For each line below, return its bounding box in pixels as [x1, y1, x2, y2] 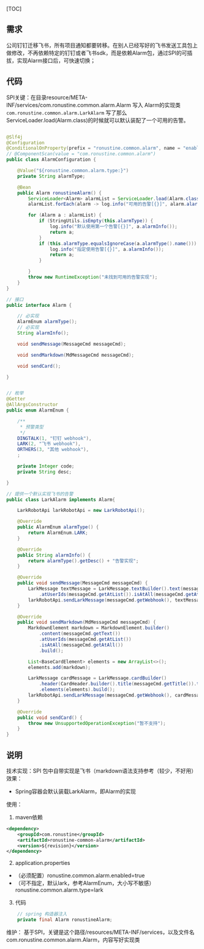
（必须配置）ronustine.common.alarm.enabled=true [15, 872, 145, 879]
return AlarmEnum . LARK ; [28, 530, 88, 536]
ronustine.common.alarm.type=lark [15, 886, 104, 894]
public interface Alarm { [6, 302, 72, 308]
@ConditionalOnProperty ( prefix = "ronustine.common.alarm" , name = [6, 145, 181, 152]
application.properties [15, 860, 71, 867]
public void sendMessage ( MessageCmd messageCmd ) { [17, 580, 148, 586]
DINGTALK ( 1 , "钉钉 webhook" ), [17, 435, 92, 441]
